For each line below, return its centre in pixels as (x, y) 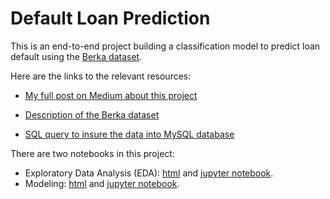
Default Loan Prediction (110, 18)
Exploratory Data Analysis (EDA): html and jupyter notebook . (149, 173)
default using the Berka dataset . (76, 56)
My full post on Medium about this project (111, 95)
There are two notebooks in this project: (92, 153)
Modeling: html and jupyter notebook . (102, 183)
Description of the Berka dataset (92, 114)
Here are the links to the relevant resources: (101, 76)
